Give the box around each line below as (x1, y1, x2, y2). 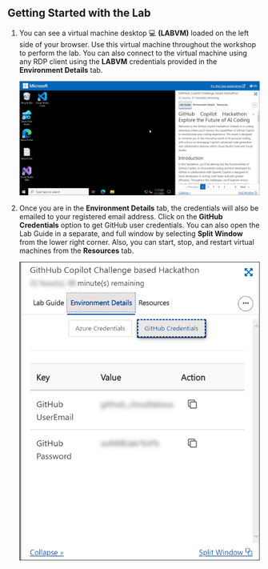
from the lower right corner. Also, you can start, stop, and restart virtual (18, 237, 255, 246)
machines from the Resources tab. (18, 246, 134, 255)
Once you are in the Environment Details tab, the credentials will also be (18, 203, 259, 213)
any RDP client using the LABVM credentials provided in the (18, 56, 218, 66)
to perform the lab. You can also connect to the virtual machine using (18, 48, 247, 58)
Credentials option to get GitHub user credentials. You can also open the (18, 220, 260, 230)
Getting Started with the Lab (7, 6, 151, 20)
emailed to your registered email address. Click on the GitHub (18, 211, 223, 221)
